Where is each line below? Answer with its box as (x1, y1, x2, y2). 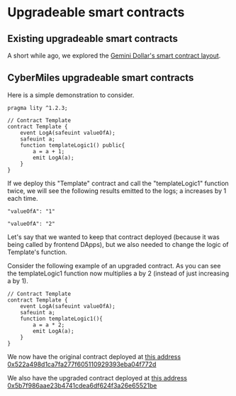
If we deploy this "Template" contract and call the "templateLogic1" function (7, 179, 229, 187)
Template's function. (7, 248, 67, 256)
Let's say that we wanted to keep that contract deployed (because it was (7, 232, 220, 241)
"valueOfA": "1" (7, 207, 55, 215)
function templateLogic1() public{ (20, 141, 125, 149)
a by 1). (7, 276, 28, 285)
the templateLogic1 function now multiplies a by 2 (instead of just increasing (7, 269, 230, 277)
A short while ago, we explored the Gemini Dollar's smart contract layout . (7, 51, 221, 60)
